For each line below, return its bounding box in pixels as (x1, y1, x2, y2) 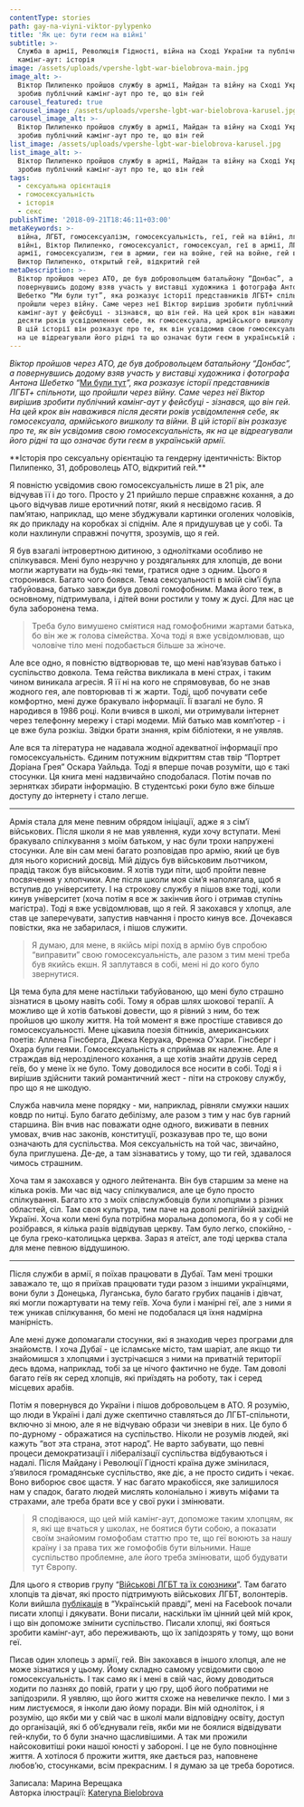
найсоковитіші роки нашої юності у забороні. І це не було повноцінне (9, 1740, 278, 1752)
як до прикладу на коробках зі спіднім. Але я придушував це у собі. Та (9, 518, 283, 529)
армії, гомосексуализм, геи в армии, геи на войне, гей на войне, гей (17, 249, 290, 258)
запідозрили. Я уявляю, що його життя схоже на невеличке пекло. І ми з (9, 1692, 290, 1703)
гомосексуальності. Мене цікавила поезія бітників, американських (9, 1024, 270, 1035)
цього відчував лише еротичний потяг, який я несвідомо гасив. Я (9, 499, 262, 510)
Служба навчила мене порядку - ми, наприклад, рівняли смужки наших (9, 1099, 290, 1110)
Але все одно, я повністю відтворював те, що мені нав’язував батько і (9, 657, 281, 668)
